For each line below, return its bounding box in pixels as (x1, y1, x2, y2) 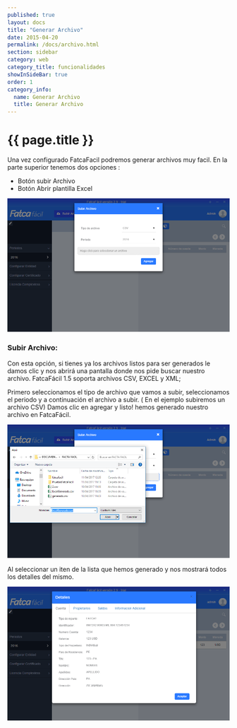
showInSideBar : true (7, 71, 68, 78)
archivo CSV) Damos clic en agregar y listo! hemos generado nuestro (7, 403, 209, 411)
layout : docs (7, 18, 46, 26)
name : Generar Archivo (13, 93, 80, 100)
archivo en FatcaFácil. (7, 410, 71, 418)
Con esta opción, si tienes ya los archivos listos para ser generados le (7, 359, 210, 368)
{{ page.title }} (7, 132, 95, 148)
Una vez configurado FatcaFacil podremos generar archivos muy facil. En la (7, 155, 228, 164)
